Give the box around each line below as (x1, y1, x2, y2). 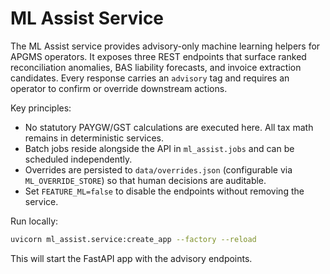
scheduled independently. (24, 153, 133, 165)
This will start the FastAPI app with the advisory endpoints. (10, 252, 253, 264)
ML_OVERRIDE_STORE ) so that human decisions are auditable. (24, 174, 267, 186)
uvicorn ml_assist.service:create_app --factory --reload (10, 234, 257, 244)
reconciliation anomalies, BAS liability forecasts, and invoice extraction (10, 61, 302, 73)
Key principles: (10, 102, 72, 114)
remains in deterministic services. (24, 132, 165, 144)
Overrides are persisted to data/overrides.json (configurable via (24, 163, 293, 176)
